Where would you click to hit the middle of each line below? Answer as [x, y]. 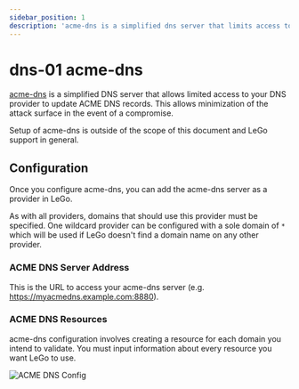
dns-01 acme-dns [77, 70]
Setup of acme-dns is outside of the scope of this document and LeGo [139, 131]
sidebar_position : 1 [48, 17]
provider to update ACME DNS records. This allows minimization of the [139, 104]
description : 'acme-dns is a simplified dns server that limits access [145, 26]
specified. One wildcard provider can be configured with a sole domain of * [147, 226]
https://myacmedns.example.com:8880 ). [84, 296]
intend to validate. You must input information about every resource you [141, 348]
